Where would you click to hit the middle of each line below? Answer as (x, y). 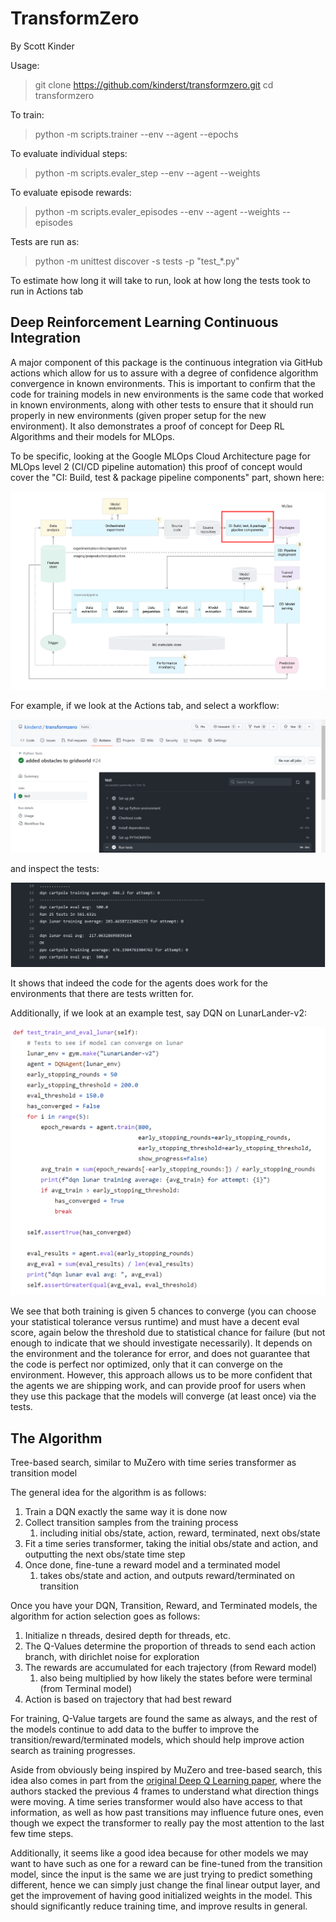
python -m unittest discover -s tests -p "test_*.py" (137, 261)
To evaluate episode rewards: (71, 192)
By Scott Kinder (42, 46)
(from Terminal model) (86, 1688)
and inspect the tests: (55, 869)
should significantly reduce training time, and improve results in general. (159, 1906)
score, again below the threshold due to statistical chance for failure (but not (168, 1333)
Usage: (25, 65)
